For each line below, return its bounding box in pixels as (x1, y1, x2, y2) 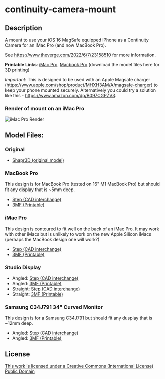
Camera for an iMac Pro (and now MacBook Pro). (5, 42, 106, 48)
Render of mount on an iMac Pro (5, 105, 85, 112)
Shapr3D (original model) (12, 157, 64, 163)
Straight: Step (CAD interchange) (12, 286, 80, 292)
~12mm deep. (5, 320, 33, 326)
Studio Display (5, 264, 41, 271)
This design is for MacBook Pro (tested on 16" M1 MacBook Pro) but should (5, 181, 160, 187)
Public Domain (5, 368, 35, 374)
